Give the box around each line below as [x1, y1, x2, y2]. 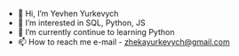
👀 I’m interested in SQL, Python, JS [17, 17, 146, 28]
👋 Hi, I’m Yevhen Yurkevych [17, 9, 119, 18]
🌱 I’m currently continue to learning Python [17, 27, 175, 37]
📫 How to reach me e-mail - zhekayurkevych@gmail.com [17, 37, 230, 47]
